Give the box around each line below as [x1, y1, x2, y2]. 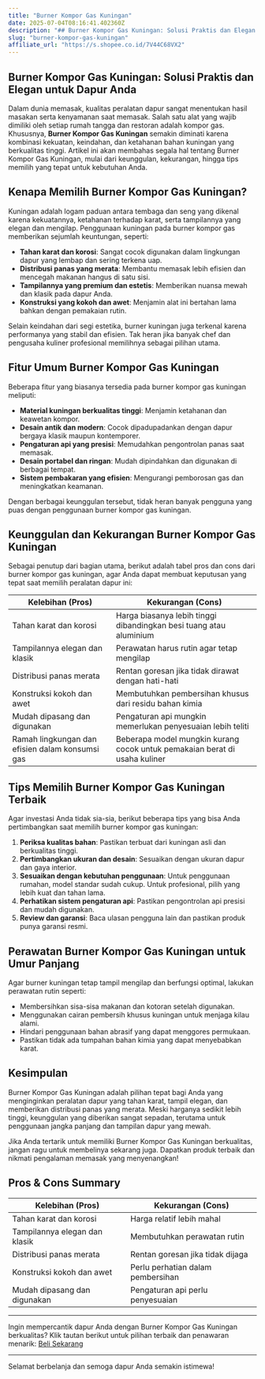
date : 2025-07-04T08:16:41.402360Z [8, 19, 125, 27]
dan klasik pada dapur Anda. [19, 289, 113, 298]
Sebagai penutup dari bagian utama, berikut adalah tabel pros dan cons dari [8, 561, 256, 570]
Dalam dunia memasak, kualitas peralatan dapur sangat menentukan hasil [8, 104, 248, 113]
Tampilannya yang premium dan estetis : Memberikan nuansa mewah [19, 280, 248, 290]
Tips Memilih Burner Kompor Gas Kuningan [8, 780, 226, 794]
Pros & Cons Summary [8, 1176, 121, 1190]
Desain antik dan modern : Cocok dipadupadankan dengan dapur [19, 422, 233, 432]
